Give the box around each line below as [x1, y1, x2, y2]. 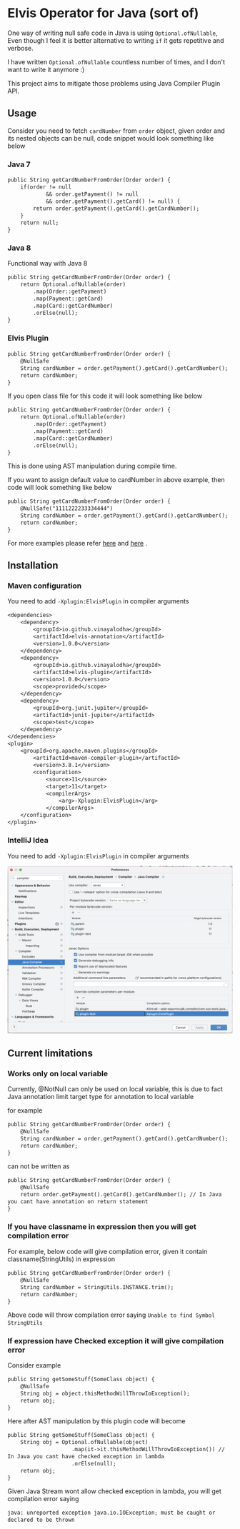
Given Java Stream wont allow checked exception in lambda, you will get [7, 1487, 221, 1495]
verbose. [7, 44, 34, 52]
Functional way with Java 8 [7, 259, 88, 268]
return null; [20, 219, 59, 226]
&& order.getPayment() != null [45, 191, 139, 198]
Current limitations [7, 1048, 93, 1060]
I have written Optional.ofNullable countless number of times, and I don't [7, 57, 226, 66]
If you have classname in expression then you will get [7, 1222, 196, 1232]
